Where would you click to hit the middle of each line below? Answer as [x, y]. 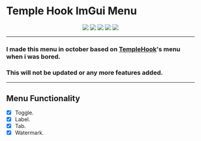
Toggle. [24, 112]
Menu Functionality [43, 98]
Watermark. [29, 133]
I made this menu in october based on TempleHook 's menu [93, 49]
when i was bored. [33, 57]
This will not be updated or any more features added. [85, 73]
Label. [22, 120]
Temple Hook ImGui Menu [72, 11]
